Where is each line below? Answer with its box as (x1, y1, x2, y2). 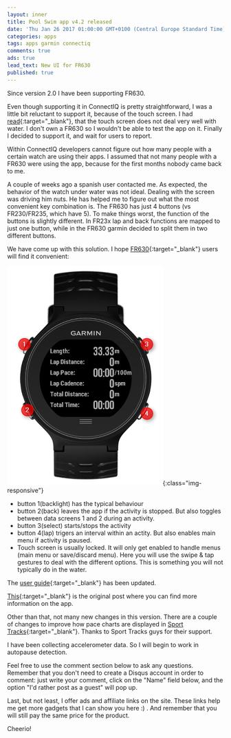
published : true (7, 69, 54, 76)
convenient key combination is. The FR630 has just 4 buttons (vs (7, 202, 191, 210)
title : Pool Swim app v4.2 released (7, 18, 112, 25)
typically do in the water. (16, 565, 87, 573)
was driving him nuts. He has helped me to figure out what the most (7, 195, 199, 203)
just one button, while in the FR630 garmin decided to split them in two (7, 224, 208, 232)
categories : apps (7, 33, 57, 40)
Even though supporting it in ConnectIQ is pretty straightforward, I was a (7, 102, 212, 110)
